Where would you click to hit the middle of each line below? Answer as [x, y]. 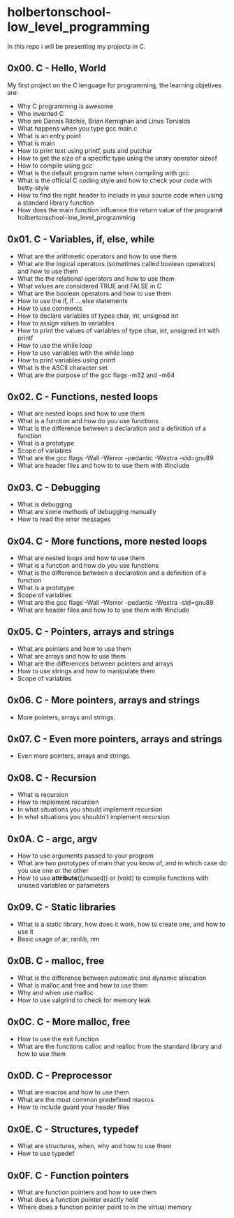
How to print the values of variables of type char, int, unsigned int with [118, 330]
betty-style [33, 188]
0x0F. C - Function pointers [68, 1175]
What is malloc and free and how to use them [82, 985]
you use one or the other [53, 871]
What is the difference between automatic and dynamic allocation [112, 978]
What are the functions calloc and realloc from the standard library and [119, 1046]
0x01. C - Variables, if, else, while [81, 239]
